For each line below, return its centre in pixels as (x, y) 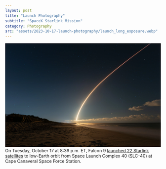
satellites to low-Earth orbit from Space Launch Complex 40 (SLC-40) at (79, 156)
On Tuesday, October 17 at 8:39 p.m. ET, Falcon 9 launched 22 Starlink (77, 150)
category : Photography (28, 26)
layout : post (19, 10)
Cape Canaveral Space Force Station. (43, 161)
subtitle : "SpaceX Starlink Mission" (44, 21)
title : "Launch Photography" (35, 16)
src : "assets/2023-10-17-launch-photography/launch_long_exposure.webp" (82, 31)
